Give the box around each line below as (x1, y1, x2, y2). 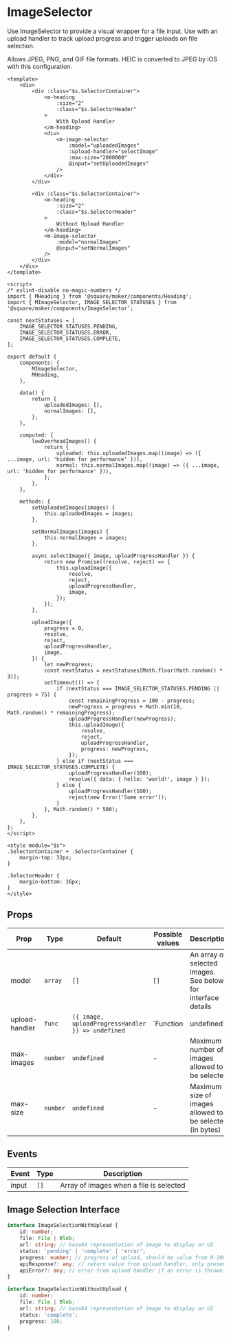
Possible (153, 929, 183, 939)
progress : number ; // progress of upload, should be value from (19, 1254, 208, 1261)
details (190, 1001, 212, 1011)
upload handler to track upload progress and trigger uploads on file (7, 34, 198, 42)
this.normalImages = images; (43, 534, 128, 541)
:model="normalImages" (56, 239, 122, 246)
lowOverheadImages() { (32, 437, 97, 445)
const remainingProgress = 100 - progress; (68, 697, 195, 704)
